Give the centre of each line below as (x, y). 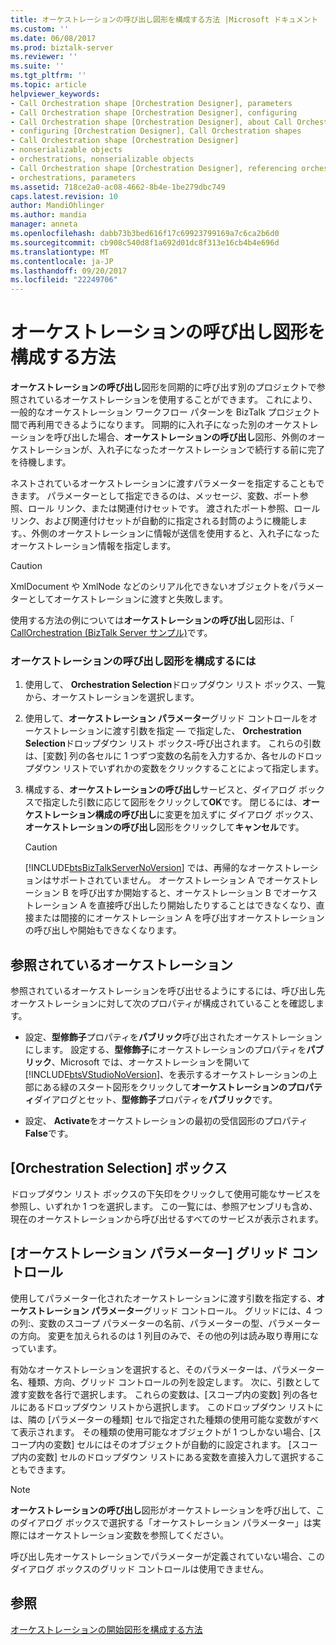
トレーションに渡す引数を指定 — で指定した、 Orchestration (176, 731)
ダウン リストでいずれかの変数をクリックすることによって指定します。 (179, 768)
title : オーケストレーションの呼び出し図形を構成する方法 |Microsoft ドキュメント (164, 19)
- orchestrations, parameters (73, 177)
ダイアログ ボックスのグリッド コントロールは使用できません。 (140, 1568)
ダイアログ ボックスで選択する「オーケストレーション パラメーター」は (165, 1522)
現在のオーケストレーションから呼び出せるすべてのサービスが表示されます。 (167, 1218)
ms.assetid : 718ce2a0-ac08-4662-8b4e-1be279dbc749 (118, 187)
